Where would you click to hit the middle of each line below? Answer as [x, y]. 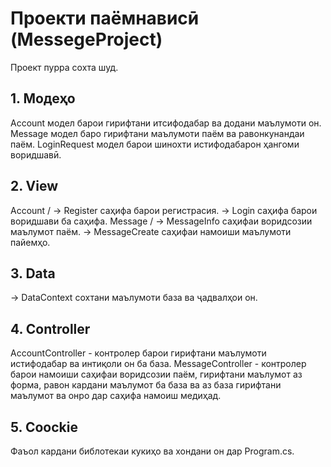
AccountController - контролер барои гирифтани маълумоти [138, 353]
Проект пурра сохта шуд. [64, 67]
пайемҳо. [30, 242]
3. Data [33, 273]
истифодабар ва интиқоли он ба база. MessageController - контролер [158, 364]
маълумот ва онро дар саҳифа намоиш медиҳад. [116, 396]
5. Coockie [44, 427]
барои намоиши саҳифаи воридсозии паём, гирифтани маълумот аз [156, 374]
